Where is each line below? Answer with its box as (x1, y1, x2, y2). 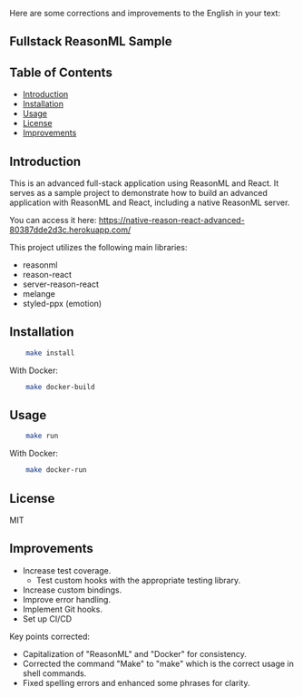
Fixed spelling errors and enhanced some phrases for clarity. (22, 677, 250, 688)
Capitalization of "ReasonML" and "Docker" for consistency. (22, 648, 248, 659)
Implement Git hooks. (22, 604, 103, 614)
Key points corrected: (9, 631, 91, 642)
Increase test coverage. (22, 564, 112, 575)
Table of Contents (9, 64, 113, 80)
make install (25, 348, 75, 358)
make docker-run (25, 466, 88, 475)
